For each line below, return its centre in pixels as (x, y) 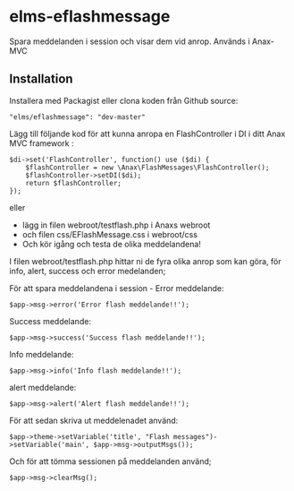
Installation (41, 79)
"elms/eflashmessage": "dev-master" (77, 117)
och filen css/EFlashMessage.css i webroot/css (110, 234)
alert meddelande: (43, 387)
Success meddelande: (50, 321)
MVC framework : (42, 143)
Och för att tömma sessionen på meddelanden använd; (110, 461)
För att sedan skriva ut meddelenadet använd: (94, 420)
